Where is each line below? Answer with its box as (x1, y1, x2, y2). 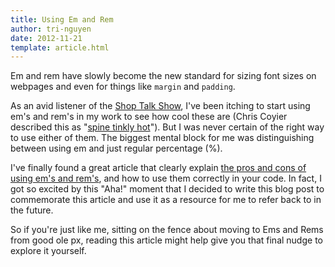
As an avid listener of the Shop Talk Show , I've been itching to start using (10, 100, 311, 112)
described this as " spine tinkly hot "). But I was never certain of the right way (10, 121, 325, 133)
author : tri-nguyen (10, 24, 92, 34)
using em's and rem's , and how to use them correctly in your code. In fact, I (10, 172, 322, 185)
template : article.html (10, 42, 110, 53)
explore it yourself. (10, 245, 87, 257)
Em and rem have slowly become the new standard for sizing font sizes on (10, 70, 317, 82)
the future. (10, 204, 54, 216)
